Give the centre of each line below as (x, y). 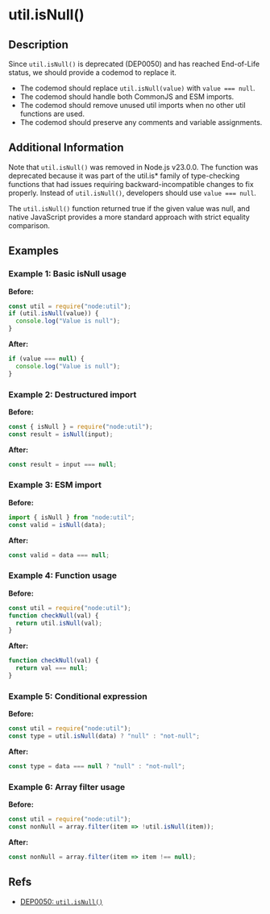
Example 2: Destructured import (73, 394)
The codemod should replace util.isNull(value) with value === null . (137, 88)
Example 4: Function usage (63, 575)
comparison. (29, 225)
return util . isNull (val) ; (59, 623)
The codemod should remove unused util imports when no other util (133, 105)
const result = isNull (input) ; (61, 434)
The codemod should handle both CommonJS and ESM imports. (127, 97)
